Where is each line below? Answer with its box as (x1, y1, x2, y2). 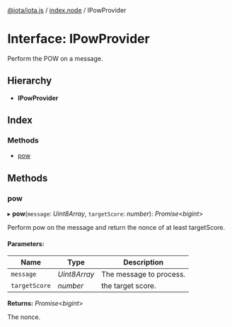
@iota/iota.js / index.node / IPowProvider (7, 6, 127, 14)
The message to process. (101, 270, 186, 279)
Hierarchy (7, 74, 52, 87)
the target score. (101, 281, 157, 291)
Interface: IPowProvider (7, 31, 150, 47)
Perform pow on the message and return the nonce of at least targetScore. (7, 223, 226, 232)
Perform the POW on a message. (7, 54, 103, 62)
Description (123, 257, 164, 267)
